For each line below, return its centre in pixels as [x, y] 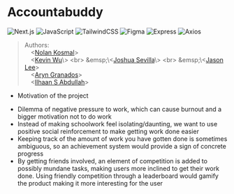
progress [30, 154]
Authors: [37, 45]
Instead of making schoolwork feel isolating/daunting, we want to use [117, 124]
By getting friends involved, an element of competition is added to [112, 161]
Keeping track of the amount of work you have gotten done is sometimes [122, 139]
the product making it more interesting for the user [90, 183]
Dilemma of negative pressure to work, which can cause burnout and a [119, 109]
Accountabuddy [55, 12]
